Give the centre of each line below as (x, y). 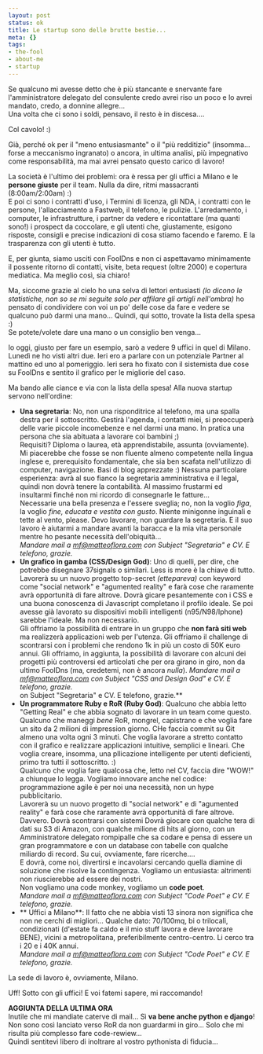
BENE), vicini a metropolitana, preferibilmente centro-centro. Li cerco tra (137, 937)
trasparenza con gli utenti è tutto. (62, 243)
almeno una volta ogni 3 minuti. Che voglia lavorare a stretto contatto (131, 736)
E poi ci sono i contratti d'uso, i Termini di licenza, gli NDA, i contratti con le (130, 201)
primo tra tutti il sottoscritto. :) (68, 762)
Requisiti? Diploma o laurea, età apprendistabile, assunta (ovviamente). (134, 444)
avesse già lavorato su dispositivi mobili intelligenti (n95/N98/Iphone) (131, 611)
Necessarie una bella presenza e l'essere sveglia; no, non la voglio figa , (135, 503)
